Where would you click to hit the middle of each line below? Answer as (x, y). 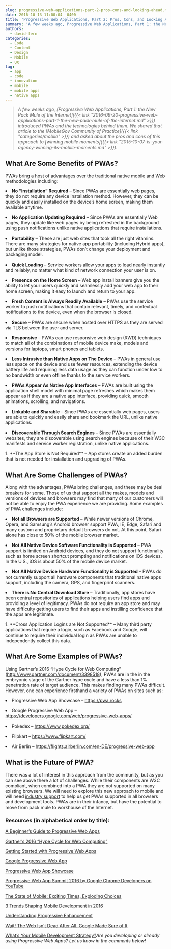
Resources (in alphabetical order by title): (58, 820)
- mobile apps (25, 90)
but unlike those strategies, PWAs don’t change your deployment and (78, 249)
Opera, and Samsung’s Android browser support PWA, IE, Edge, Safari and (83, 524)
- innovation (24, 81)
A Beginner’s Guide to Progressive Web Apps (53, 831)
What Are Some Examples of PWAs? (64, 657)
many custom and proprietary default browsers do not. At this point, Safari (83, 529)
